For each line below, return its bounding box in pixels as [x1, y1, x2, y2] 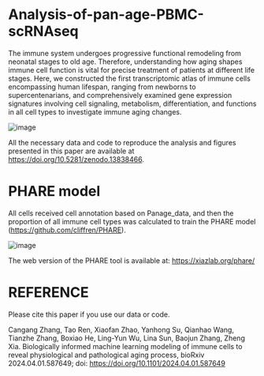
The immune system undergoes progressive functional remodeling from [8, 48, 242, 58]
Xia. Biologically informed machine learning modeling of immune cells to [8, 341, 243, 351]
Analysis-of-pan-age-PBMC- [8, 6, 205, 24]
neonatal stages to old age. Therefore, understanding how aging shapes [8, 57, 243, 66]
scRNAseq [8, 22, 79, 40]
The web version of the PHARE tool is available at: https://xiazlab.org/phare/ [8, 255, 255, 265]
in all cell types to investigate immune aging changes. [8, 107, 182, 116]
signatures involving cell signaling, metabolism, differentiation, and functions [8, 99, 257, 108]
